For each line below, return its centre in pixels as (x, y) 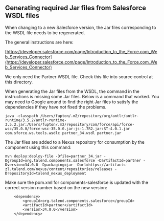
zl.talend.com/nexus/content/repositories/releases (59, 169)
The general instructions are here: (39, 42)
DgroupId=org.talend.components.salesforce (50, 160)
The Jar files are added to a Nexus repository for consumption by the (75, 142)
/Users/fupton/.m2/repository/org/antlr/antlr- (89, 116)
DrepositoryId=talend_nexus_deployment (46, 173)
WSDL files (22, 16)
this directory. (19, 82)
